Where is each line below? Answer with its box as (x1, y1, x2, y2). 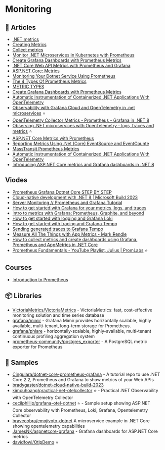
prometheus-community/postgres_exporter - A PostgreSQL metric (12, 339, 147, 345)
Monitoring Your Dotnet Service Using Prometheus (12, 73, 116, 79)
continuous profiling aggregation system (12, 333, 95, 340)
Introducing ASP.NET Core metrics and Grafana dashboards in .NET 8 (12, 162, 155, 167)
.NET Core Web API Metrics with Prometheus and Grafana (12, 63, 131, 68)
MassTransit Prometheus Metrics (12, 146, 80, 151)
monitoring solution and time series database (12, 312, 105, 318)
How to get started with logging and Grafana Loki (12, 215, 113, 221)
